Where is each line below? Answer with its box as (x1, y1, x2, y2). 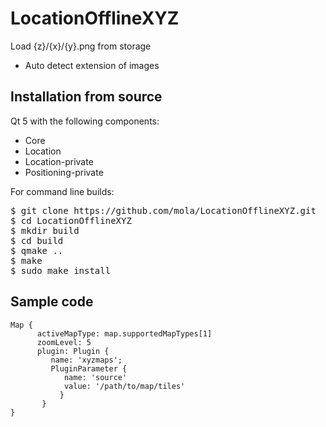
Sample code (10, 293, 94, 311)
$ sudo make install (10, 265, 112, 276)
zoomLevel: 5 (36, 337, 92, 347)
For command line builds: (10, 185, 115, 197)
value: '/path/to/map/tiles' (63, 381, 186, 391)
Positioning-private (24, 166, 104, 178)
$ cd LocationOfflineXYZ (10, 215, 132, 226)
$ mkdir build (10, 225, 80, 236)
